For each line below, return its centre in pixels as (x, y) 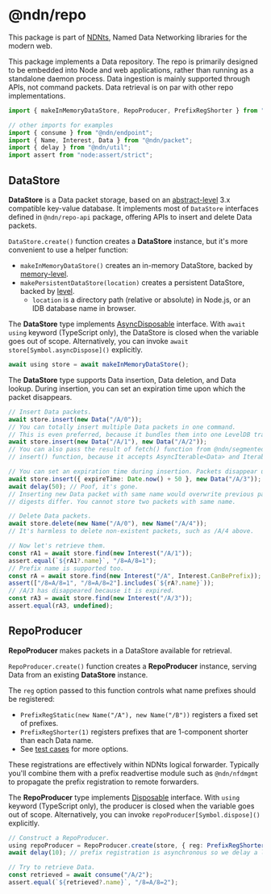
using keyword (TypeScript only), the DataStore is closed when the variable (134, 332)
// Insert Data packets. (50, 412)
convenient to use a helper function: (69, 250)
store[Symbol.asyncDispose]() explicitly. (75, 350)
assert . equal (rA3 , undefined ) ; (61, 606)
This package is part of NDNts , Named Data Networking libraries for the (128, 37)
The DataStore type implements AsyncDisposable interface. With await (127, 324)
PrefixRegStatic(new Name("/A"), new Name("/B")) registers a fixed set (139, 714)
